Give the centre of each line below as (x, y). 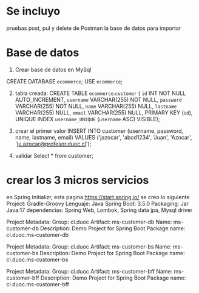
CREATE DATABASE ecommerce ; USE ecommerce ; (65, 81)
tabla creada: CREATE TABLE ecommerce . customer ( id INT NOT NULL (100, 93)
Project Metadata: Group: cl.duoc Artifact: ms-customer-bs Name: (89, 246)
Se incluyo (33, 11)
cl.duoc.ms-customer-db (38, 235)
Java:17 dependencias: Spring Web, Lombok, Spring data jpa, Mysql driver (99, 210)
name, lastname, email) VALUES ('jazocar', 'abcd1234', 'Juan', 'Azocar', (103, 137)
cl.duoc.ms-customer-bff (38, 284)
